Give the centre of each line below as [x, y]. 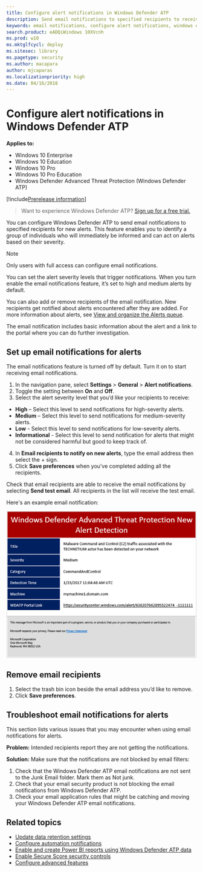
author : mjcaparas [29, 70]
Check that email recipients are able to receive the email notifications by [96, 484]
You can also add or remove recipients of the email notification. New [92, 302]
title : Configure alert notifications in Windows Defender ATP [88, 13]
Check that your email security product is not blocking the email [95, 784]
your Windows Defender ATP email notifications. [75, 804]
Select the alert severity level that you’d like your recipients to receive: [102, 398]
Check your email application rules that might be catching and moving [102, 797]
